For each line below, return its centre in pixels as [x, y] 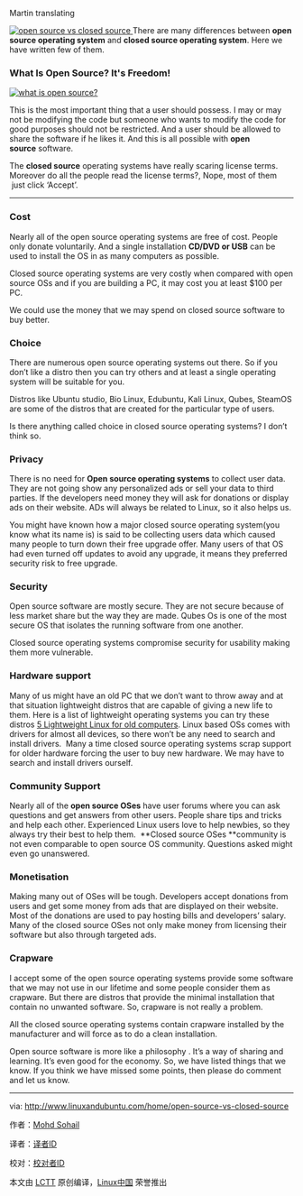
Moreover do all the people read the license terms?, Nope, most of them [143, 176]
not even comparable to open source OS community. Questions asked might [151, 844]
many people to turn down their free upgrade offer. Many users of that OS [147, 544]
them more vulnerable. [51, 652]
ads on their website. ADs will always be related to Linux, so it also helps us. [151, 508]
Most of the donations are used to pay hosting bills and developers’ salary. [148, 915]
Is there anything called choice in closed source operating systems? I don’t [148, 426]
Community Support [55, 786]
